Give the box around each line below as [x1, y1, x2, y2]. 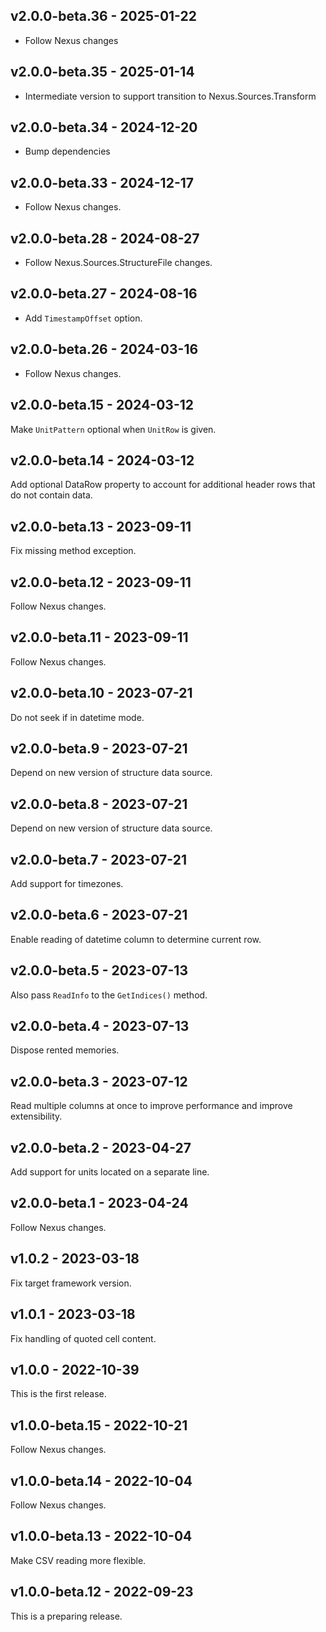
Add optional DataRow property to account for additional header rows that [10, 479, 316, 491]
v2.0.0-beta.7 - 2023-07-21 [10, 851, 187, 868]
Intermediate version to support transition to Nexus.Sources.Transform [24, 90, 317, 102]
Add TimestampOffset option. [24, 312, 143, 324]
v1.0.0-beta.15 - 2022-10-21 [10, 1417, 188, 1434]
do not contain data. [10, 489, 93, 501]
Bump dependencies [24, 145, 111, 158]
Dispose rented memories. [10, 1044, 120, 1056]
